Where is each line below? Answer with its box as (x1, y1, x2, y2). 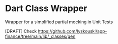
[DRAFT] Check (5, 28, 37, 34)
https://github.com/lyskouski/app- (37, 28, 107, 34)
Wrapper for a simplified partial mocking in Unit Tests (5, 19, 113, 25)
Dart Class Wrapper (5, 3, 88, 14)
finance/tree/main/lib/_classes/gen (5, 33, 76, 39)
